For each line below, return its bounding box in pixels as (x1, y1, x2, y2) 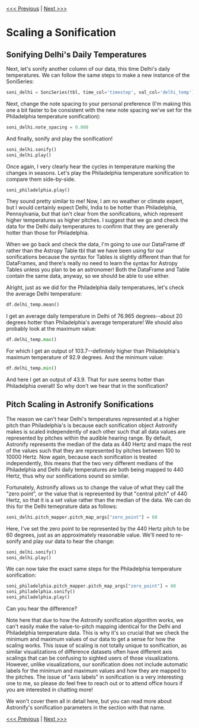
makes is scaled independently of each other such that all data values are (6, 428, 186, 435)
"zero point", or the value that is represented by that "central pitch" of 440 (6, 490, 188, 497)
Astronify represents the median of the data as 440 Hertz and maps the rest (6, 440, 192, 448)
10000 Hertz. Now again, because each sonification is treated (6, 453, 157, 460)
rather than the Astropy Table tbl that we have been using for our (6, 247, 165, 255)
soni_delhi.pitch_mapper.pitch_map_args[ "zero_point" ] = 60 (6, 514, 158, 520)
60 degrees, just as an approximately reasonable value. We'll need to (6, 531, 175, 538)
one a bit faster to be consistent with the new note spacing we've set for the (6, 106, 192, 114)
